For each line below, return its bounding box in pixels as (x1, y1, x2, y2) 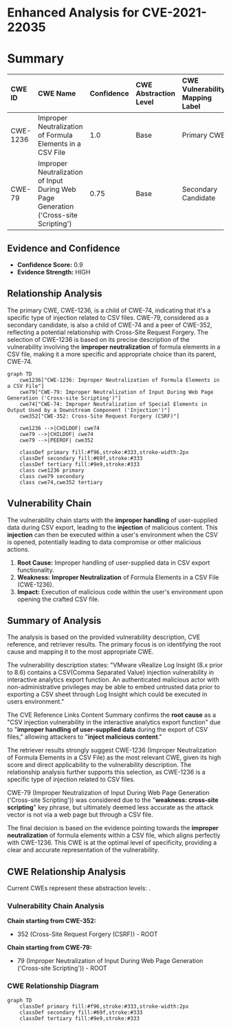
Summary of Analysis (7, 614, 102, 627)
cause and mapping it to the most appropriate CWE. (7, 648, 154, 656)
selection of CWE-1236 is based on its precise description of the (7, 335, 190, 343)
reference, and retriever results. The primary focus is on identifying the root (7, 640, 221, 649)
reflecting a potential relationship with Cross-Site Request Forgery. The (7, 328, 208, 336)
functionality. (16, 565, 54, 574)
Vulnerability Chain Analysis (7, 901, 104, 911)
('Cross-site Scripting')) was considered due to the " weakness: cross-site (7, 796, 219, 804)
